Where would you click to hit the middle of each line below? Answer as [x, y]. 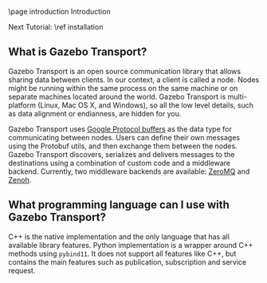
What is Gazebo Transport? [78, 52]
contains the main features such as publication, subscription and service [128, 261]
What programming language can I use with [119, 205]
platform [22, 105]
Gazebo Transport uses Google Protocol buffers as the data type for [120, 129]
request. [22, 270]
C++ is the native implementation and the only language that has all [119, 236]
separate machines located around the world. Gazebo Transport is [117, 96]
